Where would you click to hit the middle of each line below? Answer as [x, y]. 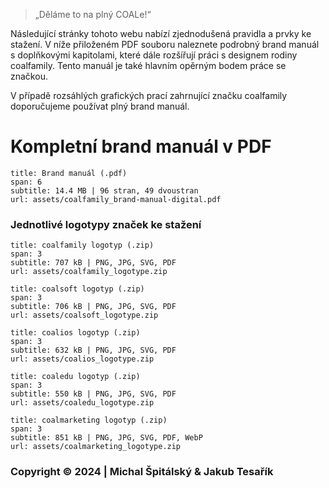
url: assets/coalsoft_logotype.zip [84, 315]
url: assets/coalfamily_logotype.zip [89, 272]
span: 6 [26, 182]
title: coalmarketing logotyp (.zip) [89, 420]
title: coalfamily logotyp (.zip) [82, 245]
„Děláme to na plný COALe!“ [93, 14]
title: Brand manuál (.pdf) [69, 173]
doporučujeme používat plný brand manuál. [100, 106]
